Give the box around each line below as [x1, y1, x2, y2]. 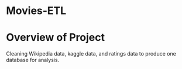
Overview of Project [6, 31, 105, 44]
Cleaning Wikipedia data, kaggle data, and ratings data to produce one [6, 50, 177, 57]
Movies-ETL [6, 4, 67, 18]
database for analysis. [6, 57, 60, 64]
